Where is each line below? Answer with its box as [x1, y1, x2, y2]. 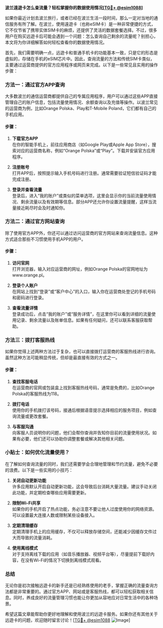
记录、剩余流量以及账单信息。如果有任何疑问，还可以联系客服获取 [16, 317, 148, 323]
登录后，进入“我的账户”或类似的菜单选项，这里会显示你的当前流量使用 [12, 192, 152, 199]
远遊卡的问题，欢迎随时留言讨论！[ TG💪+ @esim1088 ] [5, 617, 130, 623]
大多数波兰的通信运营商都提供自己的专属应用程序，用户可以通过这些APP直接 [5, 93, 158, 99]
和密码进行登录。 [12, 295, 47, 300]
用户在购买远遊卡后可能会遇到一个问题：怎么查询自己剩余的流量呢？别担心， [5, 34, 158, 39]
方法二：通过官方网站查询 [5, 218, 65, 225]
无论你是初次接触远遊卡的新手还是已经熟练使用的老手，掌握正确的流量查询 [5, 583, 154, 589]
